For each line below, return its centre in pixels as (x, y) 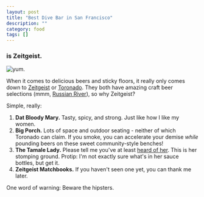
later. (22, 176)
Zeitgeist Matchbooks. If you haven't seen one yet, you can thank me (103, 170)
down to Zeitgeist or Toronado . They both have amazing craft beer (90, 88)
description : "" (27, 23)
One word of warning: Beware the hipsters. (60, 188)
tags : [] (17, 35)
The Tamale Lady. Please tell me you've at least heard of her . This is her (106, 150)
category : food (26, 29)
